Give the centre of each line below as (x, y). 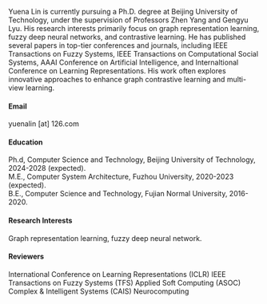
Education (26, 142)
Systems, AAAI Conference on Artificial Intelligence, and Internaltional (124, 62)
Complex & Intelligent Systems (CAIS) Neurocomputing (99, 291)
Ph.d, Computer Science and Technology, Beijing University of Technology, (132, 160)
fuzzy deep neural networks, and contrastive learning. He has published (127, 37)
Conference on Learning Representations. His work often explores (117, 71)
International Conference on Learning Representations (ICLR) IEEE (117, 274)
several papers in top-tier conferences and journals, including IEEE (118, 45)
